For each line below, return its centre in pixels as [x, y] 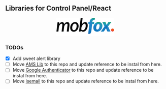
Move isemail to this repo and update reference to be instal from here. [86, 81]
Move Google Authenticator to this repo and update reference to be [83, 70]
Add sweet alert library [37, 58]
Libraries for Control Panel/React [58, 8]
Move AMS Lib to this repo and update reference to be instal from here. [87, 64]
